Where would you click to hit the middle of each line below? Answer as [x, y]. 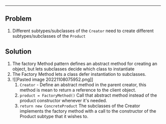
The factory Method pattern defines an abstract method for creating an [85, 63]
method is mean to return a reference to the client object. [78, 90]
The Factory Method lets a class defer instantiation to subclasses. [79, 74]
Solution [18, 52]
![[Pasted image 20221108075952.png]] [53, 79]
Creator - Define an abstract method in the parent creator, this [83, 84]
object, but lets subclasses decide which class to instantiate [73, 69]
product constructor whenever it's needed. [63, 100]
